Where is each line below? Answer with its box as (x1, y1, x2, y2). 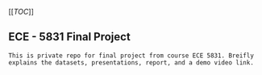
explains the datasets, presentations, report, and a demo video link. (8, 58, 254, 67)
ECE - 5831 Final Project (8, 30, 131, 44)
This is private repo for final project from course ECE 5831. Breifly (8, 52, 254, 60)
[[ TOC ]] (8, 7, 34, 16)
